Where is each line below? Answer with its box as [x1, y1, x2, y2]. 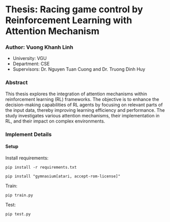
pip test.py [5, 211, 31, 216]
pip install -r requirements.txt [5, 165, 77, 170]
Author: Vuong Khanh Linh [5, 44, 73, 51]
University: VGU [12, 55, 47, 62]
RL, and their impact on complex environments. [5, 118, 105, 124]
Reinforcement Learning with [5, 14, 133, 26]
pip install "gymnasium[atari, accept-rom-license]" [5, 173, 121, 179]
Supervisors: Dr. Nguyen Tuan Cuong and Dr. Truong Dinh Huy [12, 66, 145, 72]
